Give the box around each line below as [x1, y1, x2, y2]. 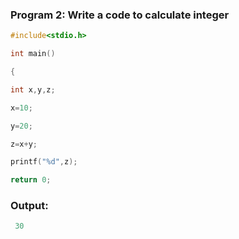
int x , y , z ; [10, 84, 56, 95]
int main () [10, 49, 56, 59]
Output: [10, 199, 49, 213]
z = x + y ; [10, 139, 38, 149]
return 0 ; [10, 175, 52, 185]
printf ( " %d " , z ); [10, 157, 78, 167]
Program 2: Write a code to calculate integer [10, 8, 230, 22]
